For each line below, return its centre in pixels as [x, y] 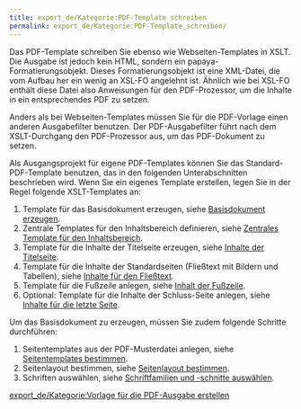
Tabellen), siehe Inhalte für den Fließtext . [98, 276]
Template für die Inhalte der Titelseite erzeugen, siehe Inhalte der [143, 247]
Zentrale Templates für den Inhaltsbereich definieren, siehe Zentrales [150, 228]
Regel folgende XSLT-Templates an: [75, 191]
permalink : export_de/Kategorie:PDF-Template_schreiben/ [118, 26]
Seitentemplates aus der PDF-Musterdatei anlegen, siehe [128, 349]
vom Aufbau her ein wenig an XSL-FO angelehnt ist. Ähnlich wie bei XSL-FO [150, 80]
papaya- [203, 61]
